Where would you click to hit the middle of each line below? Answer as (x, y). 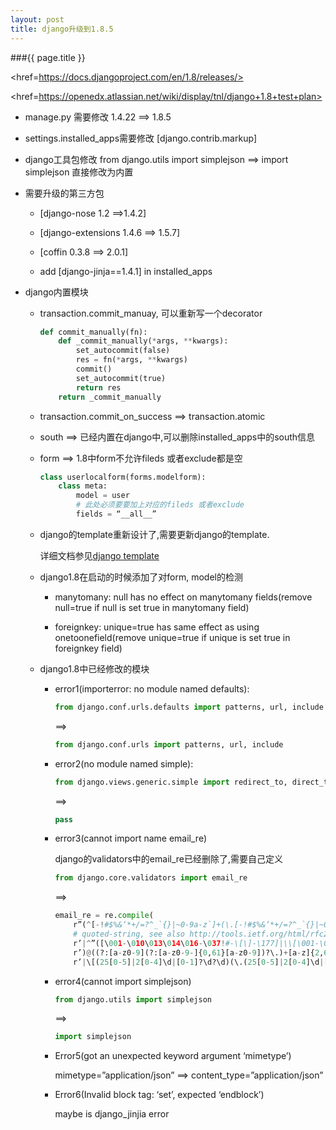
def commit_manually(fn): (93, 332)
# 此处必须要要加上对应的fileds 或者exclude (160, 505)
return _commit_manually (110, 397)
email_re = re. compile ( (104, 916)
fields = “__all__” (116, 514)
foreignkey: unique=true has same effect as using (157, 627)
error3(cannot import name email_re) (130, 838)
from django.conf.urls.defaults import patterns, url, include (189, 707)
